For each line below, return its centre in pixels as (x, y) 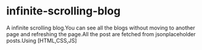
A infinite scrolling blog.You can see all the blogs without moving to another (101, 28)
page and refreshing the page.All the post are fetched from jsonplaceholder (101, 34)
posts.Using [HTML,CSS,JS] (42, 40)
